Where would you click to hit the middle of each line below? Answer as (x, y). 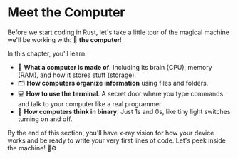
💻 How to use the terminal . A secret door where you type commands (120, 93)
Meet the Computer (66, 12)
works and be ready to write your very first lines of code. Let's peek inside (117, 140)
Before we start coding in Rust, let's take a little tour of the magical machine (119, 32)
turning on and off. (45, 119)
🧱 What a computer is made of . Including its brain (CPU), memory (115, 67)
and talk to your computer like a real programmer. (90, 103)
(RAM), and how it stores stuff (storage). (77, 75)
